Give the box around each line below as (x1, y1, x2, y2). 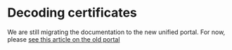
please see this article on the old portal (7, 35, 120, 43)
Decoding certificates (7, 5, 137, 21)
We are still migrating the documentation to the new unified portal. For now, (7, 28, 226, 36)
